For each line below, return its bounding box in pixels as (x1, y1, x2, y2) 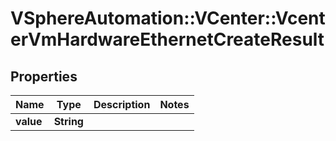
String (53, 115, 84, 128)
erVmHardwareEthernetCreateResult (10, 28, 325, 51)
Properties (10, 68, 78, 85)
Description (93, 98, 151, 111)
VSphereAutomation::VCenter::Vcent (10, 7, 326, 30)
